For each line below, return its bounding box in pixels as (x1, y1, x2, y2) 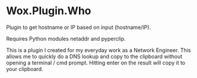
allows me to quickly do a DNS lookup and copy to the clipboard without (6, 53, 183, 60)
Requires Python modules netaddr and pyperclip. (6, 35, 126, 42)
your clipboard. (6, 65, 43, 72)
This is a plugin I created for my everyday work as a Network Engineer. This (6, 46, 191, 54)
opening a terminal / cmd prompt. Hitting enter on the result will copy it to (6, 59, 186, 66)
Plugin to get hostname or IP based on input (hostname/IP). (6, 24, 151, 31)
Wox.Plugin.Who (6, 4, 91, 18)
